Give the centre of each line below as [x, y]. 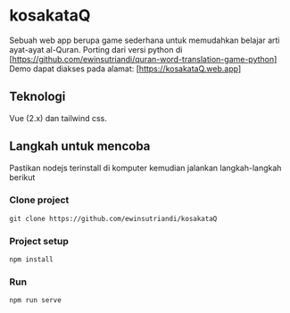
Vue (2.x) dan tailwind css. [58, 118]
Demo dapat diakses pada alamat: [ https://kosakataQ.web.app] [125, 69]
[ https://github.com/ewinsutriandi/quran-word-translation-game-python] [143, 59]
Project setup [39, 241]
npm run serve [36, 301]
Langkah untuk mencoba [80, 147]
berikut [22, 177]
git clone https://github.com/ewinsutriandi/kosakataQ [113, 218]
